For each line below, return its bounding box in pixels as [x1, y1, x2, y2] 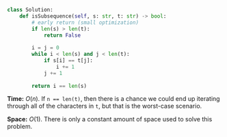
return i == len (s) [31, 82, 88, 89]
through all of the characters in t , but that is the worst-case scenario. [7, 102, 202, 110]
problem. [7, 123, 33, 131]
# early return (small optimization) [31, 19, 139, 26]
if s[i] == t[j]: [43, 57, 94, 64]
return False [43, 31, 81, 39]
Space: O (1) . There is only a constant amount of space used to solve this [7, 115, 213, 123]
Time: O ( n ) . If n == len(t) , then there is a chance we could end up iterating [7, 95, 220, 103]
